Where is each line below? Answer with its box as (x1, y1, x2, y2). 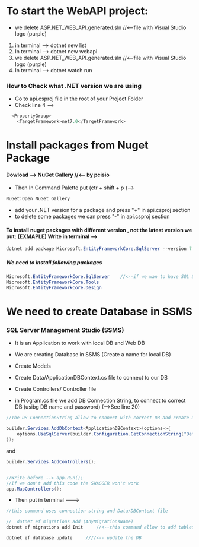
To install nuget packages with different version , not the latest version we (6, 226, 192, 233)
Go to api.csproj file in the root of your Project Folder (14, 95, 143, 102)
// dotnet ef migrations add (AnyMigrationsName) (6, 518, 134, 525)
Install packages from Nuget (6, 138, 149, 152)
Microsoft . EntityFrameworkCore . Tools (6, 279, 99, 286)
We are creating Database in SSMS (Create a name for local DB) (14, 351, 171, 358)
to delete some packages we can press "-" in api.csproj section (14, 213, 170, 220)
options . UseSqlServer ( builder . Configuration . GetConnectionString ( (17, 431, 184, 437)
